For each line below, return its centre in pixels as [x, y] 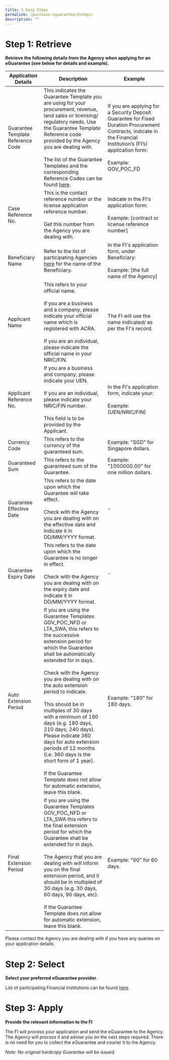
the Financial [122, 138]
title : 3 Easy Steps [27, 10]
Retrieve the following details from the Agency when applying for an [78, 58]
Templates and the [66, 166]
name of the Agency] [132, 276]
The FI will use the [129, 316]
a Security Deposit [129, 113]
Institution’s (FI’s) [128, 144]
